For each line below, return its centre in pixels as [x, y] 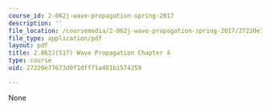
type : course [30, 61]
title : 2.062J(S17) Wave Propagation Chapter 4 [90, 53]
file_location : [34, 30]
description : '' [35, 23]
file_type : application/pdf [55, 38]
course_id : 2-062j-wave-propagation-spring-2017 [91, 16]
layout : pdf [28, 46]
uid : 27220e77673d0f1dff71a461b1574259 [75, 68]
